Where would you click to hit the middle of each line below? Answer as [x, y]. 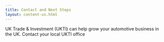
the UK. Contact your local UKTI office [45, 34]
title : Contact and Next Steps [38, 10]
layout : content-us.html [31, 14]
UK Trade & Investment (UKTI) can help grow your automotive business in [82, 28]
